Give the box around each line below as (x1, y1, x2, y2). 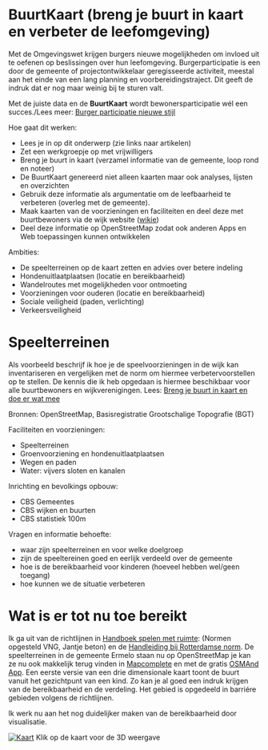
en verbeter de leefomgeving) (8, 22, 210, 41)
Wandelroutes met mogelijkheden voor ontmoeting (19, 279, 187, 289)
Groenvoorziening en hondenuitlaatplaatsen (19, 448, 165, 458)
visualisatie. (8, 716, 47, 726)
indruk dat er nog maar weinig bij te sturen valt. (8, 82, 164, 93)
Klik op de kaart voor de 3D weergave (35, 732, 161, 742)
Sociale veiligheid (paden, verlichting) (19, 296, 145, 306)
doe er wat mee (8, 394, 60, 403)
